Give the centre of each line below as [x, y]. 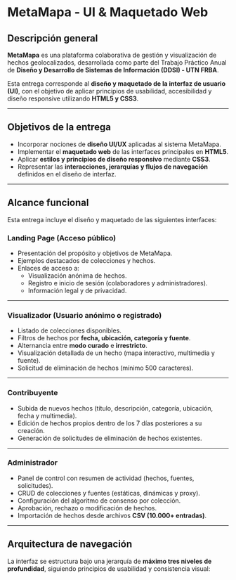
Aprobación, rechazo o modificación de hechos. [87, 508]
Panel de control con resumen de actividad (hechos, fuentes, [106, 478]
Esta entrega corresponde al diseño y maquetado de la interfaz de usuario [117, 84]
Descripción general [53, 38]
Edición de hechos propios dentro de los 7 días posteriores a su [110, 423]
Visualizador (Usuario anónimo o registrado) [85, 315]
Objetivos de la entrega [59, 127]
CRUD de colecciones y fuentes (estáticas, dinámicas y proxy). [109, 493]
